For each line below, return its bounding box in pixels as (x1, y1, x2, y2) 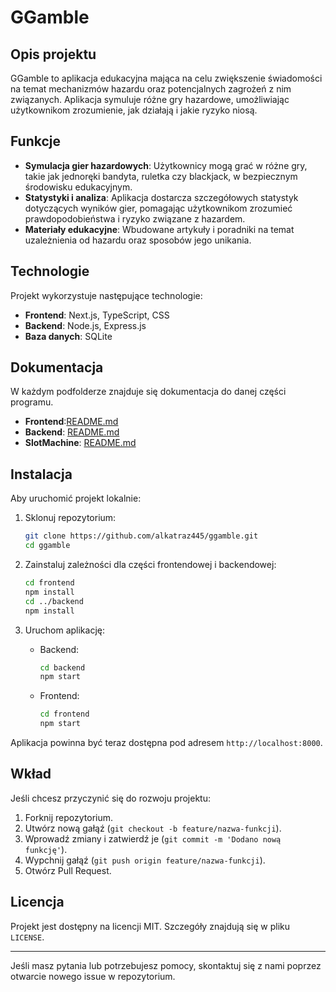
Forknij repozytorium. (24, 811, 114, 823)
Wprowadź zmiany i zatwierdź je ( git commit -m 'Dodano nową (24, 832, 282, 845)
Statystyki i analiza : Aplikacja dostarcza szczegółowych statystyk (24, 191, 299, 203)
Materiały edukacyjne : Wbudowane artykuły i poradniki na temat (24, 223, 295, 235)
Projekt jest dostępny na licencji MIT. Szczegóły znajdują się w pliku (10, 920, 291, 932)
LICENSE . (10, 931, 45, 943)
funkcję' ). (24, 843, 68, 855)
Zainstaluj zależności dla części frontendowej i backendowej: (24, 559, 277, 570)
